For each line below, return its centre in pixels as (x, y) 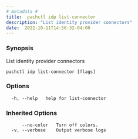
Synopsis (20, 48)
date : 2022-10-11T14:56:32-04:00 (48, 28)
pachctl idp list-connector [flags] (51, 72)
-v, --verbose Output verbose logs (59, 130)
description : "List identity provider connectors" (69, 22)
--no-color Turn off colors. (60, 125)
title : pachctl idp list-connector (51, 17)
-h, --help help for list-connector (59, 98)
